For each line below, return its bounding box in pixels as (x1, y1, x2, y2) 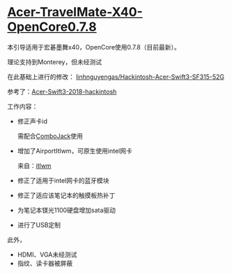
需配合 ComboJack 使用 (17, 132, 84, 140)
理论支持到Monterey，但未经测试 (7, 57, 102, 66)
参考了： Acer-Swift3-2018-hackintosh (7, 87, 117, 96)
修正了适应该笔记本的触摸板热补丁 (17, 191, 116, 199)
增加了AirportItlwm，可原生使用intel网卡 (17, 146, 132, 155)
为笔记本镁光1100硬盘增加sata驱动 (17, 206, 116, 214)
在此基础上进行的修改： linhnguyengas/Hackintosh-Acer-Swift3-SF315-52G (7, 73, 225, 81)
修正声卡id (17, 116, 47, 125)
